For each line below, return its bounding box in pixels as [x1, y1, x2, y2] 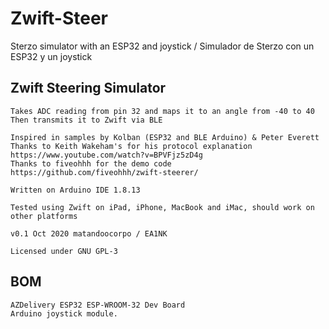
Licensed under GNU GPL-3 [10, 246, 118, 256]
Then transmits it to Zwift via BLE [10, 115, 163, 125]
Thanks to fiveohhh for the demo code [10, 158, 172, 169]
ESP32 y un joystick [10, 50, 93, 62]
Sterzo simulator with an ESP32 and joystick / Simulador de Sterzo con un [10, 40, 315, 52]
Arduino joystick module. [10, 308, 118, 319]
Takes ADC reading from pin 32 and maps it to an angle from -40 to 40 [10, 106, 315, 116]
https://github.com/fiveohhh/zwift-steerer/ [10, 167, 199, 177]
